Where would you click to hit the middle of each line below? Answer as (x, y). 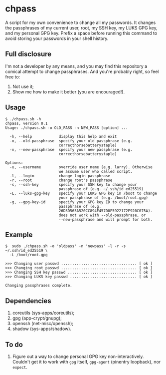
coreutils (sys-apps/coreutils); (43, 313)
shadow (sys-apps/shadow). (42, 329)
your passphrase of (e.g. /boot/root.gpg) (103, 198)
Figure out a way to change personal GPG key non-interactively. (78, 357)
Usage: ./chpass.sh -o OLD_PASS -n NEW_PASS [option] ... (67, 128)
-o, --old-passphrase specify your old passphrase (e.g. (71, 141)
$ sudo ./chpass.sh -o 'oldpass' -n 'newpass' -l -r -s (66, 246)
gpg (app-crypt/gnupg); (37, 318)
